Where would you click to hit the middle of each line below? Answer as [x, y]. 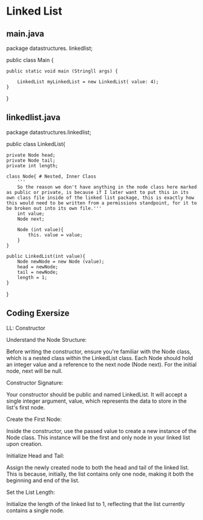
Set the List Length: [31, 492]
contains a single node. [36, 510]
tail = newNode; [38, 272]
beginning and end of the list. [43, 480]
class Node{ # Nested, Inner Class [51, 176]
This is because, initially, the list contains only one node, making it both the [100, 474]
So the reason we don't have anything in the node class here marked [107, 187]
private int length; [33, 165]
